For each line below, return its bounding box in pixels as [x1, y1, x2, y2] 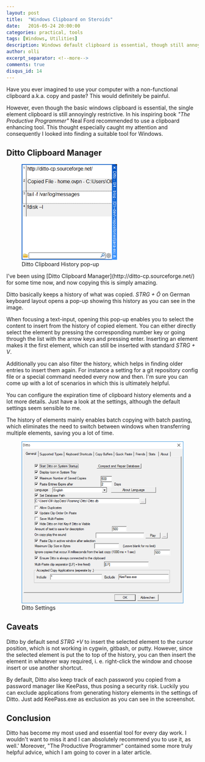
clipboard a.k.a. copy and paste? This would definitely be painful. [6, 92, 170, 99]
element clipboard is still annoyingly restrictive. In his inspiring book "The [6, 110, 190, 118]
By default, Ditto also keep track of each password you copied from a [6, 676, 181, 683]
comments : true [6, 61, 45, 67]
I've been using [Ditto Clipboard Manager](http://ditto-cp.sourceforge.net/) [6, 272, 195, 280]
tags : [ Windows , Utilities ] [6, 35, 78, 42]
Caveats [6, 622, 38, 632]
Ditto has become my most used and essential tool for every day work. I [6, 729, 187, 737]
